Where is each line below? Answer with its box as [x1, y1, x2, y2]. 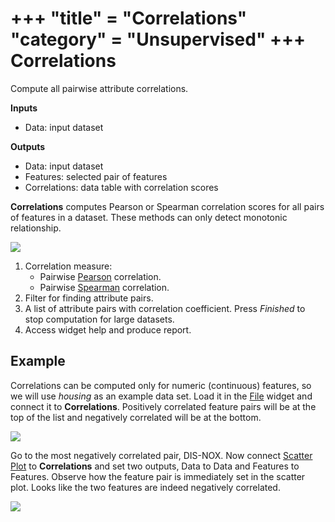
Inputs [10, 102, 38, 114]
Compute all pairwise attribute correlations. [10, 82, 189, 94]
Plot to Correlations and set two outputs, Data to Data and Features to [10, 460, 300, 472]
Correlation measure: [24, 260, 113, 272]
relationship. [10, 222, 62, 234]
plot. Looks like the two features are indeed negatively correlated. [10, 481, 281, 493]
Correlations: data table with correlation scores [24, 181, 219, 193]
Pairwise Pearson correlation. [39, 270, 162, 282]
